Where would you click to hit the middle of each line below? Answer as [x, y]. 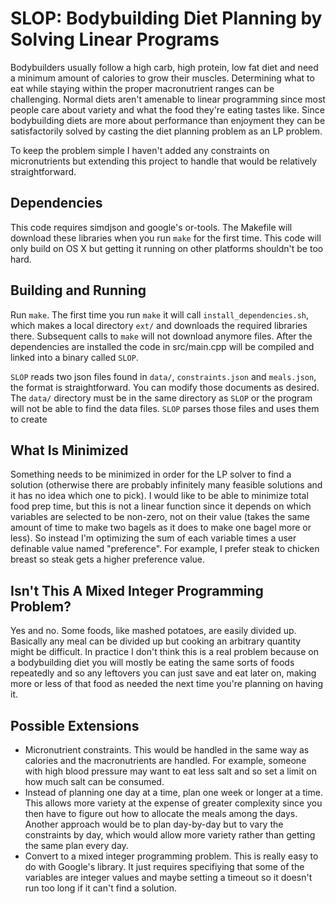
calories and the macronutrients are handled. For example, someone [165, 760]
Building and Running [78, 290]
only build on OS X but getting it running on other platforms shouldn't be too [167, 248]
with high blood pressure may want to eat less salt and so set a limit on [170, 771]
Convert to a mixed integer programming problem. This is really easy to [171, 856]
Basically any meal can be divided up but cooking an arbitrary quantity [156, 641]
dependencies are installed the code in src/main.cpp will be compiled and [162, 346]
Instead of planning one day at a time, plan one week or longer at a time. [173, 792]
